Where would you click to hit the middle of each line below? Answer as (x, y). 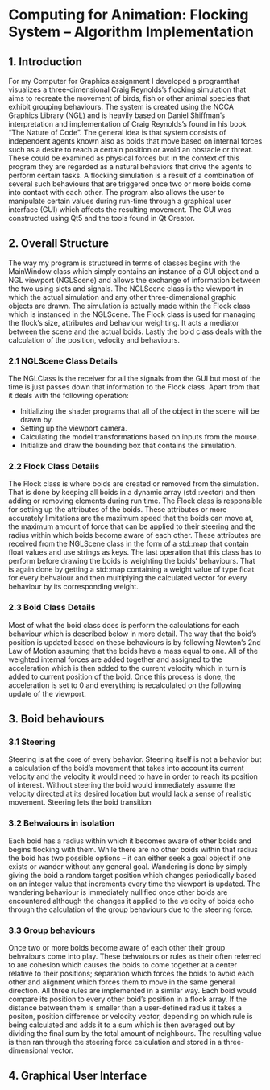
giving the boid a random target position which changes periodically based (133, 875)
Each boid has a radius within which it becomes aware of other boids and (130, 841)
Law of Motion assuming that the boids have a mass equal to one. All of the (133, 651)
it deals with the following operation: (69, 396)
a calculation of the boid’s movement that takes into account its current (126, 768)
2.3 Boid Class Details (52, 608)
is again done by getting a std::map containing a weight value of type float (131, 569)
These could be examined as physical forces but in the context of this (124, 158)
